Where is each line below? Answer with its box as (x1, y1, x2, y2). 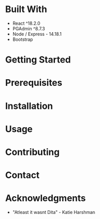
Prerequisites (5, 77, 63, 89)
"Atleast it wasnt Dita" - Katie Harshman (12, 209, 95, 215)
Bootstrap (12, 36, 33, 42)
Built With (5, 4, 47, 15)
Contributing (5, 146, 60, 157)
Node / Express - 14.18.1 (12, 31, 62, 37)
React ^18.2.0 (12, 20, 40, 26)
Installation (5, 100, 53, 112)
